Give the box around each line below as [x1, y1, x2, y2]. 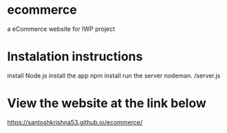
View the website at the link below [7, 95, 206, 111]
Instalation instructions [7, 49, 143, 64]
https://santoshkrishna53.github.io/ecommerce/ [7, 118, 143, 126]
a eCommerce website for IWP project [7, 25, 116, 33]
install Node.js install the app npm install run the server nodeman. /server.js [7, 71, 221, 80]
